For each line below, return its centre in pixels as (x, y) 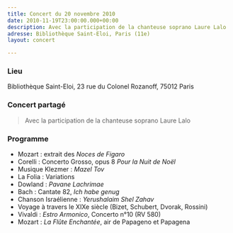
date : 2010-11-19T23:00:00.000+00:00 (63, 21)
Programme (28, 139)
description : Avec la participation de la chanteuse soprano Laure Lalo (117, 27)
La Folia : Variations (46, 177)
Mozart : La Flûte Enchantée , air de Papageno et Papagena (104, 222)
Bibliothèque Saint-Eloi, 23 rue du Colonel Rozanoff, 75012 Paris (101, 86)
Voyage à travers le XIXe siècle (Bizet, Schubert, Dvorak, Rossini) (113, 207)
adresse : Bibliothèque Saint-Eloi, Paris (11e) (79, 34)
